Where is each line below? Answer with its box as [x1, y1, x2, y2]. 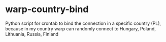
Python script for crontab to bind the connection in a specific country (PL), [5, 20, 161, 26]
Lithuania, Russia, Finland [5, 31, 59, 37]
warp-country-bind [5, 4, 89, 15]
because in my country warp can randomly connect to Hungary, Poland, [5, 25, 156, 31]
